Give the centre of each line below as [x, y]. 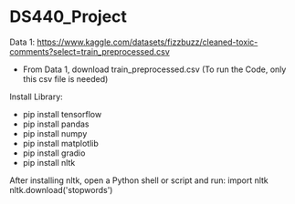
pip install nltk [49, 162]
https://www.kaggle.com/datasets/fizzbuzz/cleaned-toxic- [147, 42]
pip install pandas [56, 124]
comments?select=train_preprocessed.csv [90, 51]
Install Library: [37, 97]
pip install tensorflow [62, 114]
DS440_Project [68, 17]
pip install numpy [55, 133]
